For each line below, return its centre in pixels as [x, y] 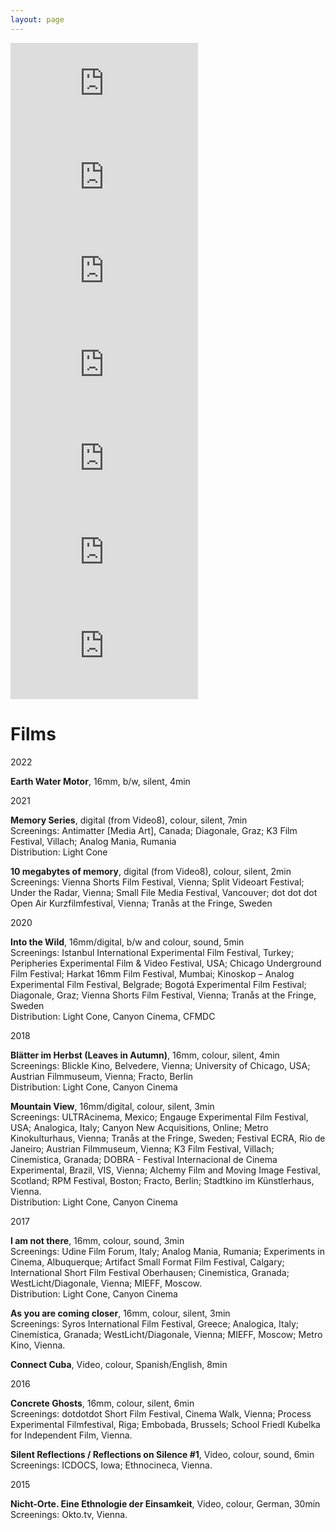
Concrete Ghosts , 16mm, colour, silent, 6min [102, 1403]
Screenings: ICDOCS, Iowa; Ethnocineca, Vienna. [111, 1465]
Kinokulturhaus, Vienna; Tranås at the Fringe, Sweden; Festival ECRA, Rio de [168, 1138]
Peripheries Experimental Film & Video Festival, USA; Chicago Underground [166, 963]
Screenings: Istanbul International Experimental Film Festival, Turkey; [152, 952]
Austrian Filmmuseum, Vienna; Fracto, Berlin [102, 1076]
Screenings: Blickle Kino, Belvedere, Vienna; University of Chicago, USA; [160, 1065]
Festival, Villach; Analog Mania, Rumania [93, 841]
